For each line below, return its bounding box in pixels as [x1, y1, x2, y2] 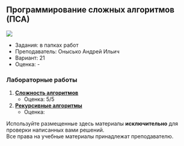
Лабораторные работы [6, 75, 78, 84]
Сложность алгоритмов [14, 90, 79, 97]
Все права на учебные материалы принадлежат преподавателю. [6, 133, 174, 140]
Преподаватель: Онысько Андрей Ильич [14, 47, 120, 55]
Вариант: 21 [14, 54, 45, 61]
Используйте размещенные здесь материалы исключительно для [6, 120, 179, 127]
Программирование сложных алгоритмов [6, 5, 175, 15]
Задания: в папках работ [14, 41, 79, 49]
